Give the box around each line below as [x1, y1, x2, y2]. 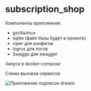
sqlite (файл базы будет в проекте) [12, 35, 86, 41]
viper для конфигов [12, 40, 53, 46]
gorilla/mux [12, 29, 36, 35]
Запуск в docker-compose [5, 60, 61, 66]
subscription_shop [5, 3, 85, 15]
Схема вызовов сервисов [5, 70, 60, 76]
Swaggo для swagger [12, 51, 58, 57]
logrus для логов [12, 45, 48, 51]
